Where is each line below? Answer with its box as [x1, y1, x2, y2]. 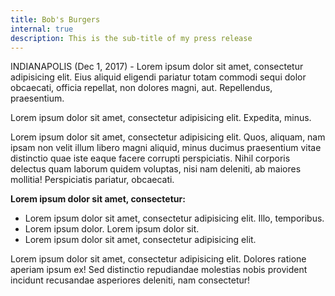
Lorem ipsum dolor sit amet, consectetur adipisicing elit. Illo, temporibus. [24, 212, 325, 225]
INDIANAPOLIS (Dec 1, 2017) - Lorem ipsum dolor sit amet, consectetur [10, 61, 304, 73]
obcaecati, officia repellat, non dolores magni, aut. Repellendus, [10, 82, 273, 94]
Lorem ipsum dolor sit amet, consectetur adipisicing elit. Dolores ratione [10, 253, 307, 265]
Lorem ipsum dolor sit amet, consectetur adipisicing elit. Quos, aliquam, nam [10, 131, 326, 143]
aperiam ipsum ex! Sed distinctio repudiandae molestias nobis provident [10, 264, 308, 276]
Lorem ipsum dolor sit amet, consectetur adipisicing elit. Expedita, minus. [10, 112, 312, 124]
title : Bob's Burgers [10, 14, 101, 25]
